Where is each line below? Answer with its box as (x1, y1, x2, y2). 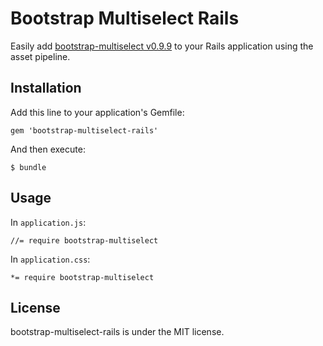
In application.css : (10, 253, 91, 265)
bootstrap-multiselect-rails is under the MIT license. (10, 326, 225, 338)
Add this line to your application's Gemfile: (10, 106, 185, 118)
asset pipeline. (10, 50, 71, 62)
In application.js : (10, 216, 87, 228)
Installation (10, 80, 82, 97)
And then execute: (10, 143, 86, 155)
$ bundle (10, 162, 47, 172)
